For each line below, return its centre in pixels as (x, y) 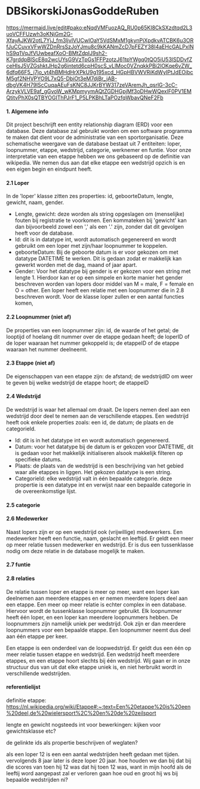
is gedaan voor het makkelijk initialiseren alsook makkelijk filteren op (99, 453)
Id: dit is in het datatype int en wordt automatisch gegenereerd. (92, 440)
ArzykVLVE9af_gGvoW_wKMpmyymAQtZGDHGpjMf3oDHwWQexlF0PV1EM (99, 91)
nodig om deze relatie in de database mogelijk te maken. (76, 551)
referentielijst (23, 687)
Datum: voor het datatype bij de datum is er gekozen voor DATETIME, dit (104, 447)
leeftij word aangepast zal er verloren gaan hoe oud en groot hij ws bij (92, 773)
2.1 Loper (18, 183)
